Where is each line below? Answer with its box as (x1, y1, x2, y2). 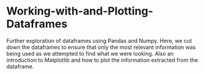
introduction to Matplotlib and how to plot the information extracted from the (6, 56, 199, 64)
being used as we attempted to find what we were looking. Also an (6, 50, 174, 57)
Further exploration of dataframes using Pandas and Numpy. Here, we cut (6, 37, 192, 44)
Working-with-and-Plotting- (6, 4, 154, 18)
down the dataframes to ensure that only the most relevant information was (6, 44, 196, 51)
